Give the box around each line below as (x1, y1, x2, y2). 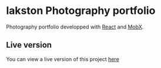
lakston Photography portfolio (6, 4, 156, 17)
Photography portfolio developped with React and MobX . (6, 23, 144, 30)
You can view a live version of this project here (6, 55, 119, 62)
